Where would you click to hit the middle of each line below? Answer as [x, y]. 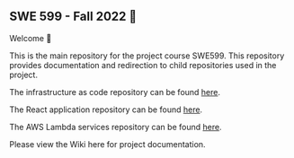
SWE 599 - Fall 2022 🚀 [73, 17]
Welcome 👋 [31, 38]
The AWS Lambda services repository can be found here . [116, 127]
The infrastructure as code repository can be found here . [115, 92]
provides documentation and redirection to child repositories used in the [143, 65]
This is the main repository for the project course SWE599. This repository [147, 56]
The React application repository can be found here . [106, 110]
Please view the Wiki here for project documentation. [107, 144]
